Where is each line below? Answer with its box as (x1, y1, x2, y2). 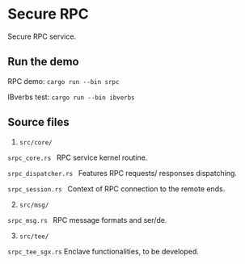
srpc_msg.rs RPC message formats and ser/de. (7, 215, 167, 224)
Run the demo (7, 55, 80, 69)
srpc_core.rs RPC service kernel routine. (7, 153, 148, 162)
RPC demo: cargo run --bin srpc (7, 76, 120, 86)
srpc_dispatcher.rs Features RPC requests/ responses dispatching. (7, 168, 238, 178)
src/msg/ (19, 201, 49, 209)
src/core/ (19, 138, 53, 146)
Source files (7, 115, 70, 129)
